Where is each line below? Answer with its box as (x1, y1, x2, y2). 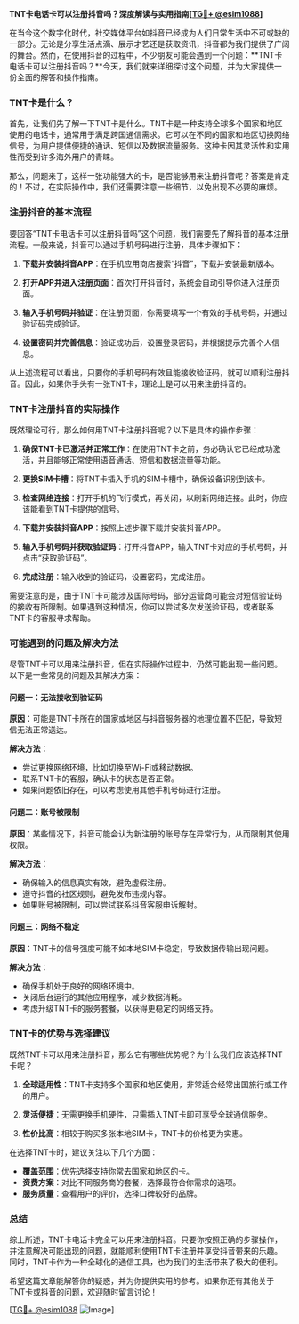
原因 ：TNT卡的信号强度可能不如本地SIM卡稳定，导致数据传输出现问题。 (9, 942, 274, 953)
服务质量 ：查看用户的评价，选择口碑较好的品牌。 (21, 1188, 202, 1199)
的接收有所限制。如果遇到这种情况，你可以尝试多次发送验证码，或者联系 (9, 601, 274, 612)
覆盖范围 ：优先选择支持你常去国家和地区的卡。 (21, 1166, 194, 1177)
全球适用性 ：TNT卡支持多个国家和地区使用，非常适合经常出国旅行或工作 (21, 1079, 288, 1090)
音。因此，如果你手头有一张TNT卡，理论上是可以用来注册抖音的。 (9, 378, 252, 389)
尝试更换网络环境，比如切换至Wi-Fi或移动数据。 (21, 763, 198, 773)
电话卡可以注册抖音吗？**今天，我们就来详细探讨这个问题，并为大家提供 (9, 61, 275, 71)
